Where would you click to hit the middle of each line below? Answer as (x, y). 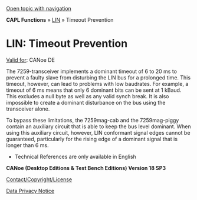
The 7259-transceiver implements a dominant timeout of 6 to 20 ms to (92, 71)
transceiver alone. (28, 109)
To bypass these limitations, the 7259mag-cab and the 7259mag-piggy (93, 120)
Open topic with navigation (39, 9)
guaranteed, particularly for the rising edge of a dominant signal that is (92, 139)
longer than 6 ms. (27, 145)
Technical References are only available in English (75, 156)
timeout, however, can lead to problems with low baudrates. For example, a (97, 84)
